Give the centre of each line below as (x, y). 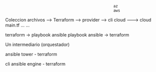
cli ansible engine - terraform (35, 64)
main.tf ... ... (18, 25)
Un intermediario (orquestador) (37, 44)
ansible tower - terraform (31, 54)
